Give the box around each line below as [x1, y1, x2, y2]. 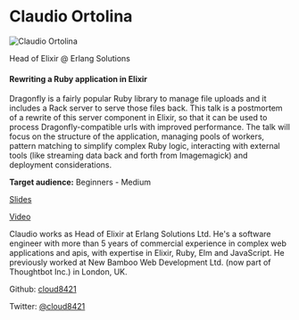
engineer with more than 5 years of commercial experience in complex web [9, 238, 287, 249]
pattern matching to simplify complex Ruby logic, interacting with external [9, 141, 281, 152]
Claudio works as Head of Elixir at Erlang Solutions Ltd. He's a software [9, 229, 271, 240]
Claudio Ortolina [9, 6, 133, 27]
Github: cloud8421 [9, 283, 78, 295]
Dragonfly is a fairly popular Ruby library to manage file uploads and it [9, 94, 267, 104]
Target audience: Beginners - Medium [9, 176, 152, 188]
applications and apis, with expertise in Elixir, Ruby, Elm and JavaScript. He [9, 248, 285, 258]
